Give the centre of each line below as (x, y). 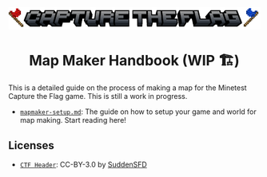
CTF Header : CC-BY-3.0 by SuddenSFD (84, 165)
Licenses (31, 146)
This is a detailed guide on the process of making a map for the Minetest (128, 88)
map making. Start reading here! (73, 120)
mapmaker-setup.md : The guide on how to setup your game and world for (138, 112)
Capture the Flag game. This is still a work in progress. (98, 96)
